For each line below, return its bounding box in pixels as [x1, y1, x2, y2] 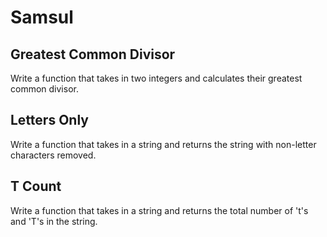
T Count [10, 178, 62, 195]
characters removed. [10, 149, 97, 161]
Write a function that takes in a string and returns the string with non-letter [10, 138, 317, 150]
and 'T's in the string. [10, 215, 98, 227]
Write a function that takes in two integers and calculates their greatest [10, 72, 303, 84]
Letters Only [10, 112, 89, 129]
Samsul [10, 6, 74, 29]
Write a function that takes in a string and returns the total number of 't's [10, 204, 309, 216]
